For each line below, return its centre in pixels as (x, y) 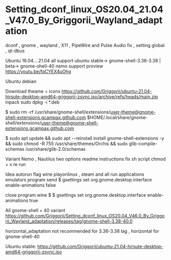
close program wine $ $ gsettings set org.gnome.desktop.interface (76, 195)
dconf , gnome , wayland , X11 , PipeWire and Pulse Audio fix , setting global (85, 45)
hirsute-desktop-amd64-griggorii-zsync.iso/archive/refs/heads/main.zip (82, 97)
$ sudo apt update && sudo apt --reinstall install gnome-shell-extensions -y (85, 138)
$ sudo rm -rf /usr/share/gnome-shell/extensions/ (58, 112)
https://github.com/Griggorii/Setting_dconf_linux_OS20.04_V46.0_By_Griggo (85, 216)
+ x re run (16, 164)
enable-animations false (31, 185)
